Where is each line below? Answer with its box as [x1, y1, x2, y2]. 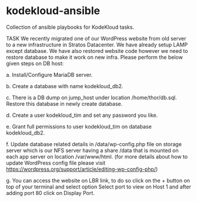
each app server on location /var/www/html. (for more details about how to [6, 153, 188, 160]
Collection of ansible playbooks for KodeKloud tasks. [6, 23, 134, 31]
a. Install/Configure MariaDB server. [6, 71, 93, 78]
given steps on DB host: [6, 60, 64, 67]
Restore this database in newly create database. [6, 100, 123, 107]
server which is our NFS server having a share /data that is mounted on [6, 147, 179, 154]
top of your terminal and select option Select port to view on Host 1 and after [6, 183, 191, 190]
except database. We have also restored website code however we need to [6, 47, 188, 54]
